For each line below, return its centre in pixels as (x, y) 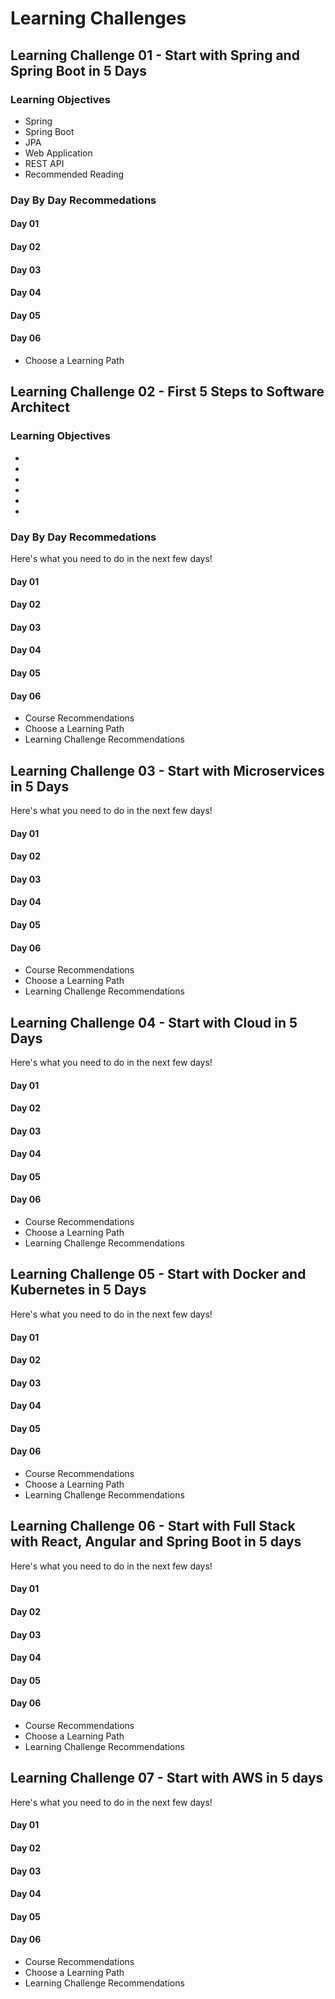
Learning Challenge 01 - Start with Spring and (155, 55)
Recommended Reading (74, 174)
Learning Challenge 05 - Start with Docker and (158, 1274)
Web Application (58, 153)
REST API (44, 163)
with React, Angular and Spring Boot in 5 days (156, 1542)
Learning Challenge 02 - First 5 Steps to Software (167, 392)
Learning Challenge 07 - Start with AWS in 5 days (167, 1778)
